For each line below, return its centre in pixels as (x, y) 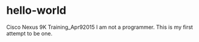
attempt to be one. (30, 33)
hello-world (37, 10)
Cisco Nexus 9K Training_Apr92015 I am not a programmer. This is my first (100, 27)
